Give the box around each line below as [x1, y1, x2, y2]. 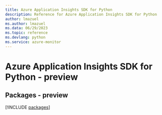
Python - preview [5, 71, 78, 82]
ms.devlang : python [5, 35, 46, 40]
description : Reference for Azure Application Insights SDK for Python [5, 12, 157, 17]
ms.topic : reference [5, 30, 48, 35]
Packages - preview [5, 91, 68, 100]
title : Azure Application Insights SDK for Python [5, 7, 113, 12]
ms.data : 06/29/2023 [5, 26, 48, 31]
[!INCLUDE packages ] [5, 104, 50, 110]
